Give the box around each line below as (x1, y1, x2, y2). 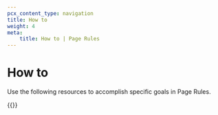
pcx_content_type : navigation (7, 10, 94, 17)
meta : (7, 29, 23, 36)
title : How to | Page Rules (19, 36, 100, 42)
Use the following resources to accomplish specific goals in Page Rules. (7, 88, 211, 96)
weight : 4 (7, 23, 36, 29)
